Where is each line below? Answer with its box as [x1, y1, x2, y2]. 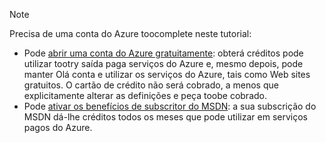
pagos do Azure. [23, 122, 93, 133]
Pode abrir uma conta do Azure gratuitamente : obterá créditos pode [23, 47, 304, 59]
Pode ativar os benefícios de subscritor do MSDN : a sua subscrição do [23, 100, 317, 112]
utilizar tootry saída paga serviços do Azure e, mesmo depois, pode [23, 58, 304, 69]
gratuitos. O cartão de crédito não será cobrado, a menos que [23, 79, 279, 91]
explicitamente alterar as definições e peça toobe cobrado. [23, 90, 267, 101]
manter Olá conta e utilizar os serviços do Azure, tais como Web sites [23, 69, 311, 80]
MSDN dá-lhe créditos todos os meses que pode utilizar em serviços [23, 111, 309, 123]
